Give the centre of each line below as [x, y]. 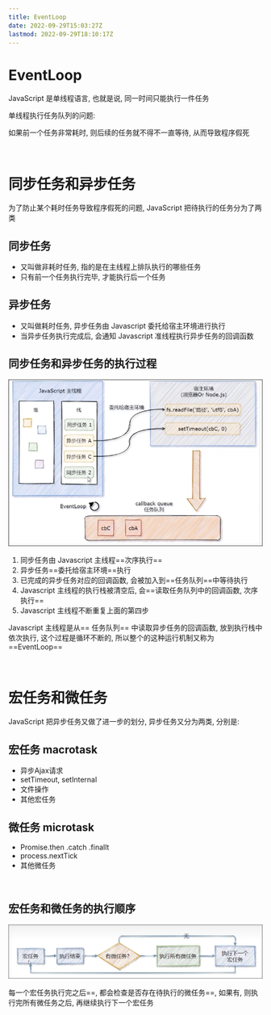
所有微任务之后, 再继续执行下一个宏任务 [88, 1002]
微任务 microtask [52, 827]
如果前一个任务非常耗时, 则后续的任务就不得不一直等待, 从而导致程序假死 [129, 132]
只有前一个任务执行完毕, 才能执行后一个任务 [93, 277]
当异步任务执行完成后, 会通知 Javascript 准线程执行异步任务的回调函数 [137, 336]
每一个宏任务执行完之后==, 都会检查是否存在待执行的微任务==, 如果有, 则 [130, 992]
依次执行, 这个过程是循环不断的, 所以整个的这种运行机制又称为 [111, 638]
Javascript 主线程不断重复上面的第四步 [84, 610]
